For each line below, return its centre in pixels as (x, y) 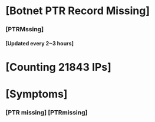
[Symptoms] (37, 94)
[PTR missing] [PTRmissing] (47, 112)
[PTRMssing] (25, 29)
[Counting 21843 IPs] (58, 67)
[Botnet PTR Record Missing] (78, 11)
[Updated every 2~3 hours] (40, 43)
